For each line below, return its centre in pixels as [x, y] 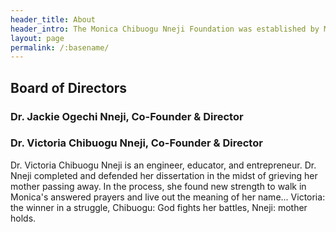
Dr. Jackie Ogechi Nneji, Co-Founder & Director [127, 116]
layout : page [37, 38]
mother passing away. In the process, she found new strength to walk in [158, 186]
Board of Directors [69, 87]
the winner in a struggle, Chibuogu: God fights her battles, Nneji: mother [159, 207]
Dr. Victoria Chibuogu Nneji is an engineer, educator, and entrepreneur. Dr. [163, 165]
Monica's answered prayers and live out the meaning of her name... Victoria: [168, 197]
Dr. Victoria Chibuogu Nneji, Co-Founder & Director [136, 143]
